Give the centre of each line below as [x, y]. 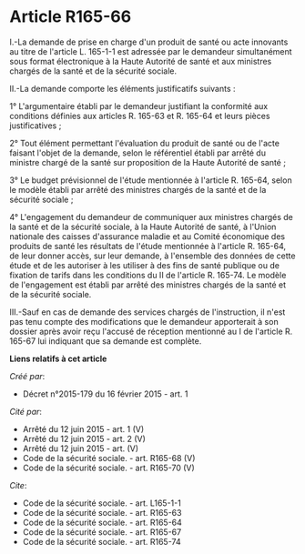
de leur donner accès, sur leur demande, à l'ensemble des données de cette [152, 256]
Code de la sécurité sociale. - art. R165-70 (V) [109, 468]
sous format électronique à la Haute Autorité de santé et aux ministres [141, 61]
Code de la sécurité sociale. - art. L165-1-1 [102, 503]
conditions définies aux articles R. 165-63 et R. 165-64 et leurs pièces [140, 116]
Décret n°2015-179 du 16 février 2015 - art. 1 [105, 394]
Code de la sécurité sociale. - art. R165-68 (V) [109, 458]
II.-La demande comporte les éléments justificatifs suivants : [122, 88]
